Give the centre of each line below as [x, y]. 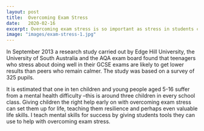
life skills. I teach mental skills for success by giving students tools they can [101, 115]
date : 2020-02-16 [31, 23]
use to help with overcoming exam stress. [58, 121]
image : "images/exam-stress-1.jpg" [51, 35]
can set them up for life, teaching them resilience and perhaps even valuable [102, 109]
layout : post [23, 12]
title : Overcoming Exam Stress [47, 18]
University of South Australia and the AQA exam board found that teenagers [101, 58]
